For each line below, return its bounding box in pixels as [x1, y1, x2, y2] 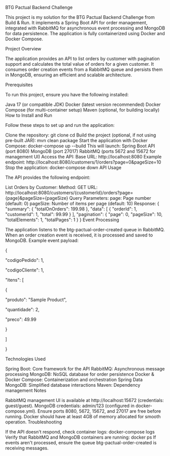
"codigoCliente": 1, [5, 267, 44, 273]
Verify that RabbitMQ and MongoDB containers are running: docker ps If [5, 434, 156, 440]
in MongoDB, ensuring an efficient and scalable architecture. [5, 72, 132, 78]
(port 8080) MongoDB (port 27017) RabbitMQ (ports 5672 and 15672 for [5, 148, 156, 154]
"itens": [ [5, 277, 24, 283]
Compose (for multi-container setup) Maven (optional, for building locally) [5, 107, 160, 113]
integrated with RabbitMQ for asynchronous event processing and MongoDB [5, 25, 165, 31]
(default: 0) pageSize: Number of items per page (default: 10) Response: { [5, 201, 160, 206]
